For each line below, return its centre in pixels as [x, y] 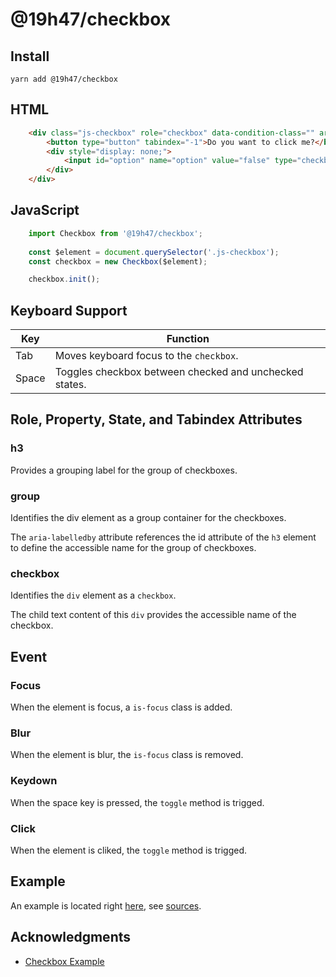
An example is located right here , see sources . [106, 905]
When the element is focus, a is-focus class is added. [121, 707]
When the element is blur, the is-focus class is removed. [127, 755]
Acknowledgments [71, 937]
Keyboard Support [69, 310]
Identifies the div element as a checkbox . [93, 595]
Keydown [34, 781]
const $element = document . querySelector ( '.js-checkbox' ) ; [154, 252]
